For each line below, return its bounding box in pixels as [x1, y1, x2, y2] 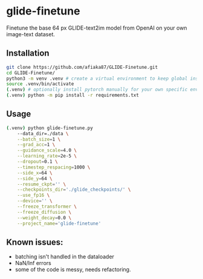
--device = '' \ [17, 198, 53, 204]
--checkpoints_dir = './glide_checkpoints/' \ [17, 187, 131, 193]
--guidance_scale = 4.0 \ [17, 147, 77, 153]
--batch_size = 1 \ [17, 136, 61, 143]
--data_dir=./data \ [17, 130, 69, 136]
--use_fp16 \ [17, 192, 50, 199]
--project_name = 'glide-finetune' [17, 220, 101, 226]
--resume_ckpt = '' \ [17, 181, 66, 187]
